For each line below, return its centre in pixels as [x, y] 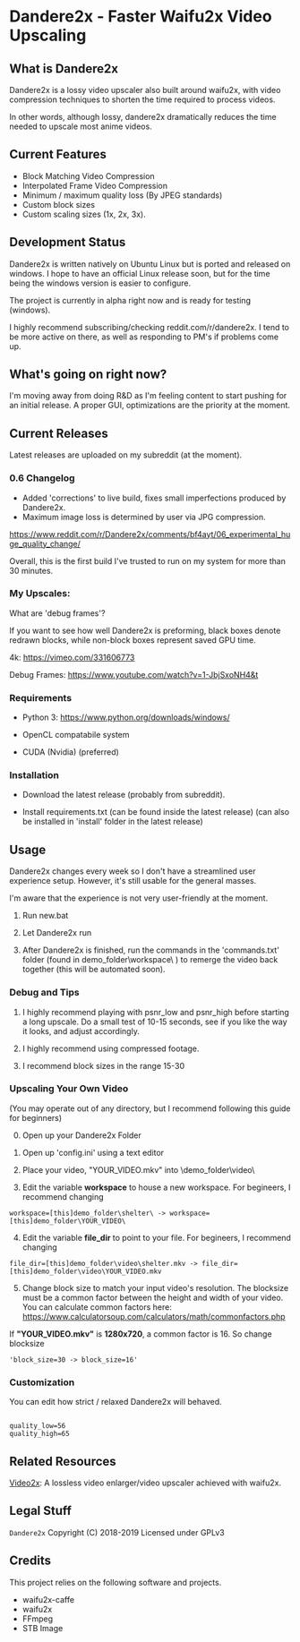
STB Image [43, 1628]
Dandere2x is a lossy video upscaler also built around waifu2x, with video [145, 90]
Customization [42, 1382]
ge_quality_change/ [45, 543]
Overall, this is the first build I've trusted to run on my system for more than [148, 560]
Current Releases [59, 433]
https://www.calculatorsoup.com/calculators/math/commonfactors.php [154, 1316]
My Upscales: [40, 594]
